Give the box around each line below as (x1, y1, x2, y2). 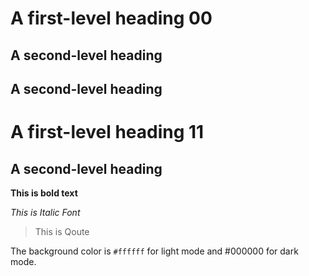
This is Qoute (34, 225, 90, 237)
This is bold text (10, 187, 78, 199)
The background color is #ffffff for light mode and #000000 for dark (10, 245, 299, 257)
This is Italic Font (10, 206, 81, 218)
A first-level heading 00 (10, 7, 213, 30)
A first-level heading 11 (10, 121, 205, 144)
